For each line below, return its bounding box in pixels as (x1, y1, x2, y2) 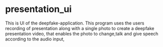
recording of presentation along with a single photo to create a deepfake (5, 25, 154, 31)
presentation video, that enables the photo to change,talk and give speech (5, 30, 158, 36)
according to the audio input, (5, 36, 65, 42)
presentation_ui (5, 3, 72, 15)
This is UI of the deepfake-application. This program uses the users (5, 20, 144, 26)
